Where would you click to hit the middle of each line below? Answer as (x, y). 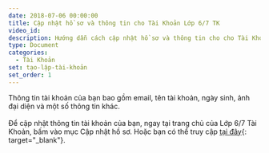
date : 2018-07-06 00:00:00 (53, 16)
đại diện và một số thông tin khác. (64, 106)
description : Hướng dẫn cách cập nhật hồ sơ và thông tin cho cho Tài (128, 38)
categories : (28, 53)
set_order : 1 (30, 75)
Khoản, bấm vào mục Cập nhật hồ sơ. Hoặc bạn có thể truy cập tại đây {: (127, 131)
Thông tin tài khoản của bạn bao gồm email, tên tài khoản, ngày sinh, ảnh (129, 97)
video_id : (25, 30)
